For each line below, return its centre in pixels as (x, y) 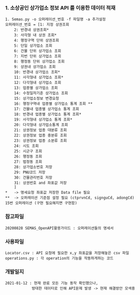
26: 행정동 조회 (28, 157)
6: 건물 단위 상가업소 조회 (38, 51)
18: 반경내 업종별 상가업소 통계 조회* (48, 114)
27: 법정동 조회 (28, 162)
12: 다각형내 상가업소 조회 (38, 83)
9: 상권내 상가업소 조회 (35, 67)
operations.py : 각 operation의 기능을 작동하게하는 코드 (59, 258)
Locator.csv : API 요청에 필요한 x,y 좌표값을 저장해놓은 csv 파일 (67, 253)
